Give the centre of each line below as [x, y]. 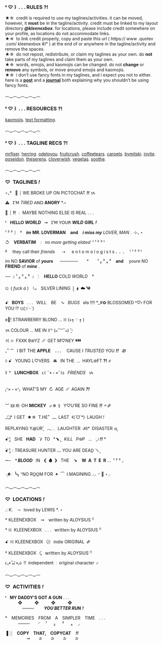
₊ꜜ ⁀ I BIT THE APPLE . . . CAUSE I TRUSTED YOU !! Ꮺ [65, 351]
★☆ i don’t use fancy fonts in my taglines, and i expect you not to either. [78, 75]
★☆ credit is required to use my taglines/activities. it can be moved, [74, 18]
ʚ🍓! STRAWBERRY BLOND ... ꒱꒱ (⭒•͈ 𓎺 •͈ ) [45, 320]
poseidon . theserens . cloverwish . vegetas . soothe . [55, 159]
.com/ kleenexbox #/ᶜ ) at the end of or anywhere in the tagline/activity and [80, 44]
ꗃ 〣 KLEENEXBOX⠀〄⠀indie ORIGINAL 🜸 [48, 542]
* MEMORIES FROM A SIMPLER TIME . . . [55, 618]
